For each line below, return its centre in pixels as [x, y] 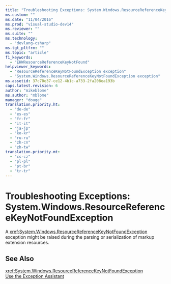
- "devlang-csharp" [31, 43]
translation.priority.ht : [33, 105]
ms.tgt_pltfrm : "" [25, 48]
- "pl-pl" [20, 161]
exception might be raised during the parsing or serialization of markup [80, 237]
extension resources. [27, 243]
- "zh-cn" [20, 143]
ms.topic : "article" [27, 52]
